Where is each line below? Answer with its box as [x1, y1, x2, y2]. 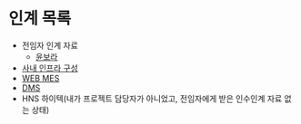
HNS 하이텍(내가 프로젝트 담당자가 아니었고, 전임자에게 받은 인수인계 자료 [21, 92, 283, 104]
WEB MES [21, 72, 60, 83]
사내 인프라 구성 [21, 62, 78, 73]
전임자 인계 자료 [21, 40, 78, 51]
